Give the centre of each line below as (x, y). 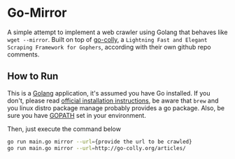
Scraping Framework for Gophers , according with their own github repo (109, 47)
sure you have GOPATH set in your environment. (77, 115)
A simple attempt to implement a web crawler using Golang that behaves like (117, 32)
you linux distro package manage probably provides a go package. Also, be (116, 108)
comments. (23, 54)
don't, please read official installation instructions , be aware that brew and (113, 100)
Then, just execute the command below (64, 129)
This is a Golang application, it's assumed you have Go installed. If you (109, 93)
